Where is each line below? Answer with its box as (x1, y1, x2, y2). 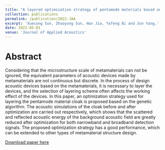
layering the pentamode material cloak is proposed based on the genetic (5, 99, 152, 104)
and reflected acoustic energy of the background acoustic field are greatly (5, 114, 156, 120)
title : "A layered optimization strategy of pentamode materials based (5, 7, 155, 12)
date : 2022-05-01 (5, 25, 41, 30)
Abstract (5, 51, 42, 62)
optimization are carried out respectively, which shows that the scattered (5, 109, 153, 115)
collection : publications (5, 12, 58, 17)
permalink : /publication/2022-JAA (5, 16, 76, 21)
